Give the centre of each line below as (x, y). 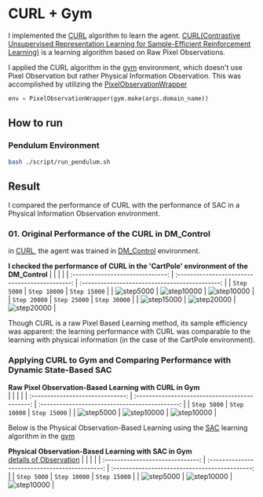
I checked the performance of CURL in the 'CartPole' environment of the (128, 266)
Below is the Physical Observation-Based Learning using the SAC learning (128, 427)
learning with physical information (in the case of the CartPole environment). (131, 340)
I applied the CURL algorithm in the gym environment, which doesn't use (126, 67)
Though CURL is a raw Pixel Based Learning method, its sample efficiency (128, 323)
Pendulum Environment (54, 145)
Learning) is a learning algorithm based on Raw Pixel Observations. (117, 52)
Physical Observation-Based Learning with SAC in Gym (100, 451)
